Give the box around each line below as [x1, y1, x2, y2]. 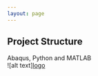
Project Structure [7, 36, 83, 48]
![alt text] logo [7, 61, 46, 70]
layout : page [7, 10, 45, 17]
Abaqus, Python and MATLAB [7, 54, 92, 62]
